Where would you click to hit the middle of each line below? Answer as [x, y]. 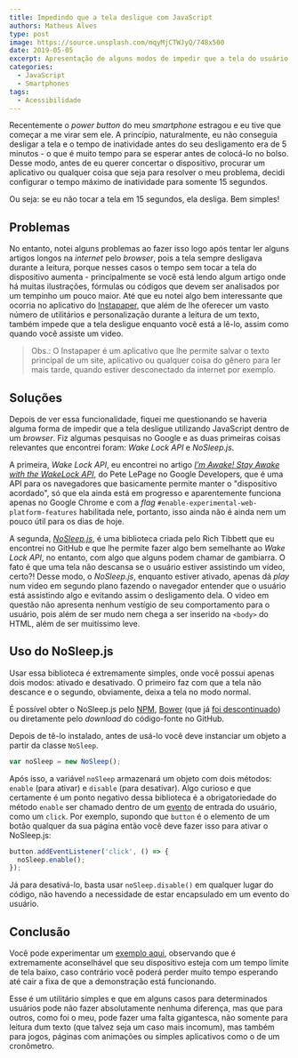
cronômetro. [32, 1046]
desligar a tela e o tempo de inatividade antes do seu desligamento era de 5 [148, 144]
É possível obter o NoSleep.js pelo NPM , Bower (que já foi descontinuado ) [145, 709]
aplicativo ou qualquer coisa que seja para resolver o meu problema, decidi [147, 172]
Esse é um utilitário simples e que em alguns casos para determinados [138, 999]
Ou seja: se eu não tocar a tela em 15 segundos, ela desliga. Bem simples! [145, 199]
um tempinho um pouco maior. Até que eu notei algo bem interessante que [146, 296]
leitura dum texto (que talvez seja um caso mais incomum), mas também [142, 1027]
